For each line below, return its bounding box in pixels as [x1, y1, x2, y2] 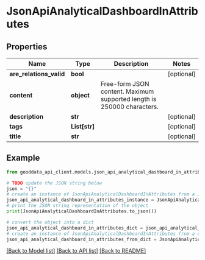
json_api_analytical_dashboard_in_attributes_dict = [6, 225, 143, 231]
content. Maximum [100, 87, 154, 96]
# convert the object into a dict [6, 219, 95, 225]
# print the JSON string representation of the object [6, 203, 149, 209]
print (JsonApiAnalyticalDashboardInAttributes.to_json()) [6, 208, 157, 214]
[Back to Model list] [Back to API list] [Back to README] [6, 247, 146, 255]
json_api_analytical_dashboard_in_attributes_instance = [6, 197, 154, 203]
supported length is [100, 95, 157, 103]
